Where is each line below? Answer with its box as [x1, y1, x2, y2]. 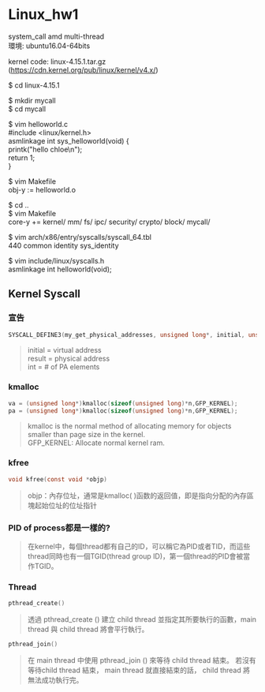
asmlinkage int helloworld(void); [8, 264, 112, 274]
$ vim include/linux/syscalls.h [8, 256, 105, 265]
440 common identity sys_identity [8, 241, 119, 250]
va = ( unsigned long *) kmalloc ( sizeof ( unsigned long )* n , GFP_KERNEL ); [8, 399, 238, 407]
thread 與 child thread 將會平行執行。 [27, 625, 149, 634]
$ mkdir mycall [8, 95, 57, 105]
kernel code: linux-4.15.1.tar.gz [8, 57, 106, 66]
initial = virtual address [27, 345, 102, 354]
